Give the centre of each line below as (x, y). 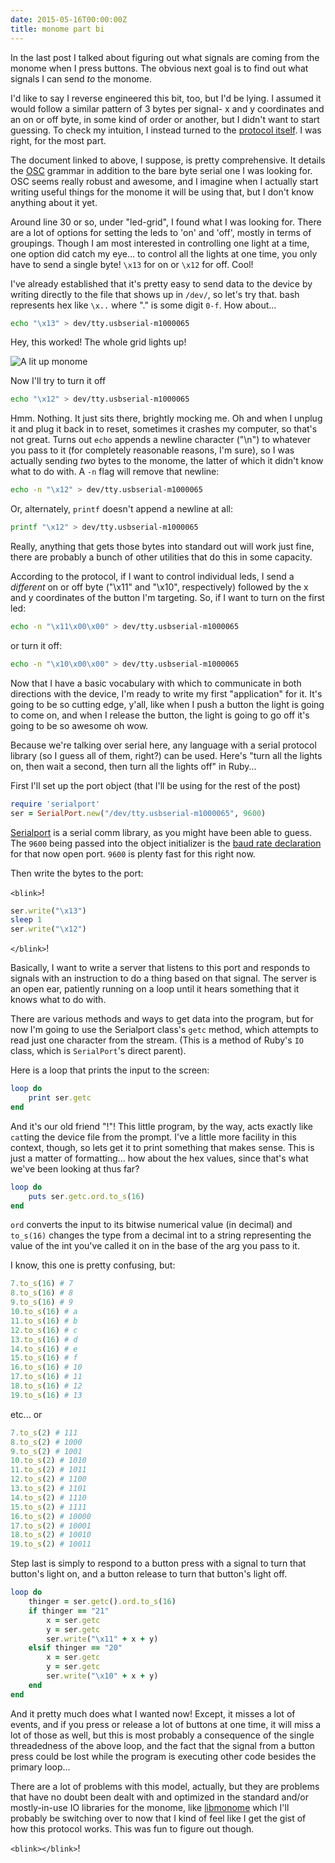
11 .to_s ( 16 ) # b (44, 1321)
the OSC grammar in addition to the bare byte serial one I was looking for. (161, 170)
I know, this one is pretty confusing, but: (93, 1265)
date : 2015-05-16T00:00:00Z (69, 19)
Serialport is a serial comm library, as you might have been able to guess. (161, 832)
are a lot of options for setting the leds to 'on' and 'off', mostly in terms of (161, 232)
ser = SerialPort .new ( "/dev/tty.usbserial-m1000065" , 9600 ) (138, 813)
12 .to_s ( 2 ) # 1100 (48, 1479)
